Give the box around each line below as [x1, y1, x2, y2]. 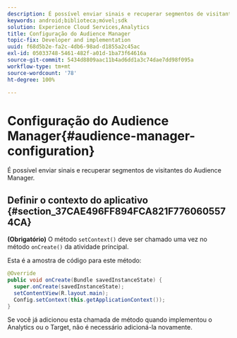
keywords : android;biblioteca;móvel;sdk [7, 17, 128, 24]
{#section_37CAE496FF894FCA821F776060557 [7, 205, 226, 217]
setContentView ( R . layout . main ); [13, 289, 109, 297]
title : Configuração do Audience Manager [7, 30, 131, 37]
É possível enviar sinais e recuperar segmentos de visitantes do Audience [7, 166, 222, 175]
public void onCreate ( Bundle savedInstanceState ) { [7, 276, 162, 284]
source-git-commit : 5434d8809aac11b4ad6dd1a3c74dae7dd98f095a [7, 57, 194, 64]
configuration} [7, 143, 95, 159]
